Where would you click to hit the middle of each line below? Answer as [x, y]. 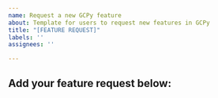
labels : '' [26, 37]
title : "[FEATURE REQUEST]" [54, 30]
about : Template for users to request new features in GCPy [109, 23]
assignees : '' [32, 45]
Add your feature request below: [90, 83]
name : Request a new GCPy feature [65, 15]
